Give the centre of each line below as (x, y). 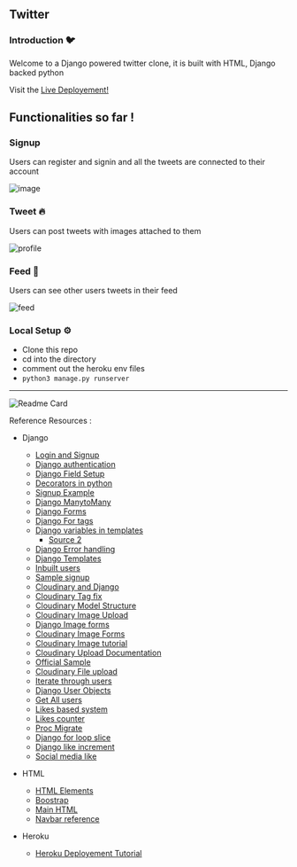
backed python (37, 72)
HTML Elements (65, 791)
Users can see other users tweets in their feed (94, 290)
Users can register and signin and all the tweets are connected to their (137, 162)
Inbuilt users (58, 568)
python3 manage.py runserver (76, 379)
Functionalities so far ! (72, 117)
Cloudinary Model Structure (86, 605)
